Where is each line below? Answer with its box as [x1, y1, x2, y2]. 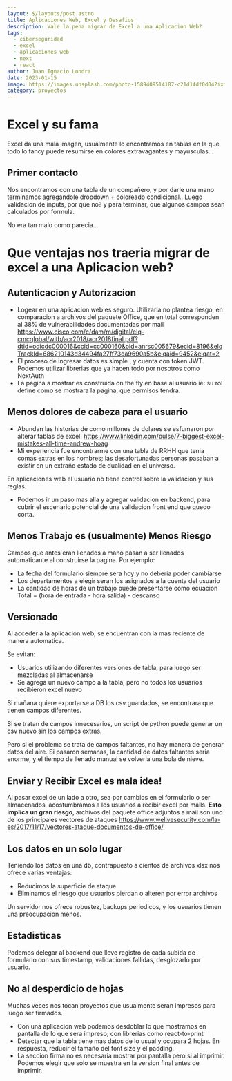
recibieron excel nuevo [17, 685, 83, 694]
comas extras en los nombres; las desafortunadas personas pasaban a [17, 454, 219, 462]
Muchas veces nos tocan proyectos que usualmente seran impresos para [7, 1001, 216, 1009]
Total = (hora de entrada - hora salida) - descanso [17, 591, 160, 600]
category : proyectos [7, 87, 67, 94]
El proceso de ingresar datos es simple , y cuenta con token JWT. [17, 356, 204, 365]
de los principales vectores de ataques [7, 816, 117, 824]
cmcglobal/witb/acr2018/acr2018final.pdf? [17, 334, 138, 343]
